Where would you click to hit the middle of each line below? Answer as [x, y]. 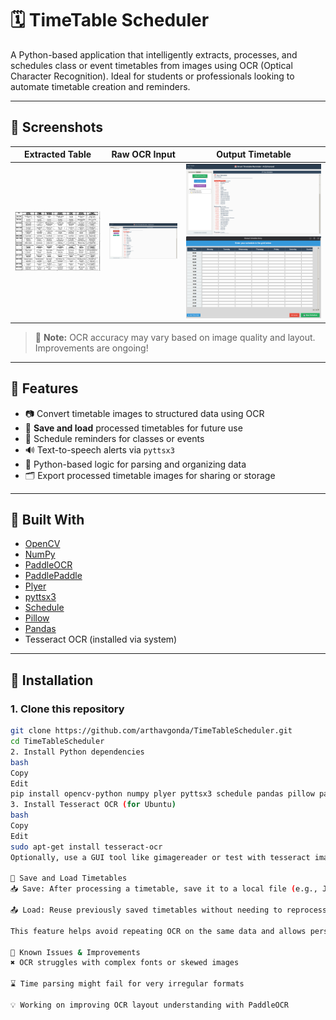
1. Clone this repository [67, 709]
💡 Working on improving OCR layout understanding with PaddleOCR [150, 1005]
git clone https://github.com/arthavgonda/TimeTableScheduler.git [151, 731]
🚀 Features [44, 388]
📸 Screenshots [57, 127]
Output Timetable [254, 154]
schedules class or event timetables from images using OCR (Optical [151, 65]
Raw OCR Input [143, 154]
